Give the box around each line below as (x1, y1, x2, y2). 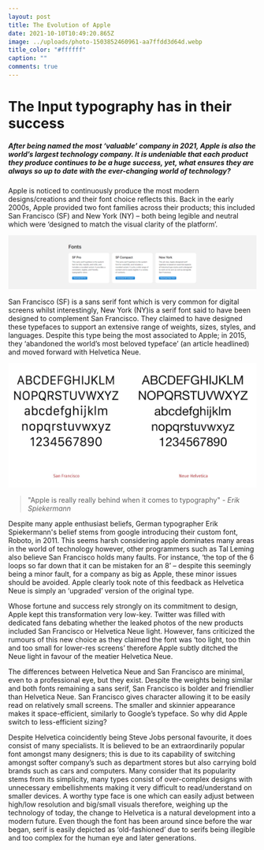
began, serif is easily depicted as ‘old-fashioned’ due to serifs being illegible (8, 825, 256, 834)
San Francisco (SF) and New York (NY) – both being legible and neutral (8, 212, 239, 221)
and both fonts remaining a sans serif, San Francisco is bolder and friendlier (8, 683, 255, 694)
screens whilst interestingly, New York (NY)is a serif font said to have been (8, 305, 251, 315)
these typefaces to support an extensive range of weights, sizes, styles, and (8, 322, 256, 331)
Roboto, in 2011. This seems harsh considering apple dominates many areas (8, 536, 255, 545)
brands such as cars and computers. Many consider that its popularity (8, 766, 236, 776)
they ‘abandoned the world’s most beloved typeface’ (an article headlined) (8, 339, 250, 349)
